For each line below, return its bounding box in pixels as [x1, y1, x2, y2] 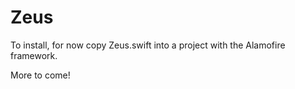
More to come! [10, 69, 71, 81]
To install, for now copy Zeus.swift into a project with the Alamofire [10, 39, 286, 51]
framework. [10, 49, 58, 61]
